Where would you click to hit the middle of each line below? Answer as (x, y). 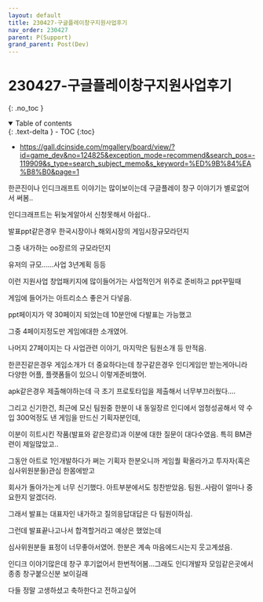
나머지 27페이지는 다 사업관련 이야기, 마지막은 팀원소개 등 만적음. (107, 348)
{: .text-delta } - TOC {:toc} (52, 132)
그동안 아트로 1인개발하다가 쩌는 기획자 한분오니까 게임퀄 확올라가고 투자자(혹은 (130, 461)
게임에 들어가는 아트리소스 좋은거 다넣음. (70, 298)
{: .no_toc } (26, 108)
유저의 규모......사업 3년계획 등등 (57, 265)
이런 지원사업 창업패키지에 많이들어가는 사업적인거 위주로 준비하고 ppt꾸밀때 (125, 281)
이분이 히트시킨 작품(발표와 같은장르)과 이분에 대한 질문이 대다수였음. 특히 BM (127, 434)
